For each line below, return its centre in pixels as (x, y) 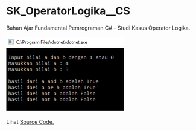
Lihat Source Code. (30, 121)
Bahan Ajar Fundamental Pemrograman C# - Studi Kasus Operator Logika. (98, 28)
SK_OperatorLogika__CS (68, 11)
